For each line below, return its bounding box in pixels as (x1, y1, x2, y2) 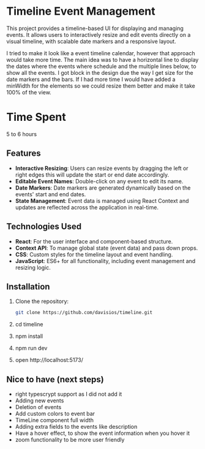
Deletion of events (15, 404, 62, 410)
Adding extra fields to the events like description (15, 423, 138, 430)
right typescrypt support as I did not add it (15, 391, 122, 397)
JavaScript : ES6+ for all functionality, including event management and (15, 257, 196, 264)
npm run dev (15, 345, 48, 352)
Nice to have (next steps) (6, 374, 104, 385)
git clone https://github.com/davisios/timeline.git (15, 310, 153, 316)
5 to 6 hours (6, 130, 37, 137)
